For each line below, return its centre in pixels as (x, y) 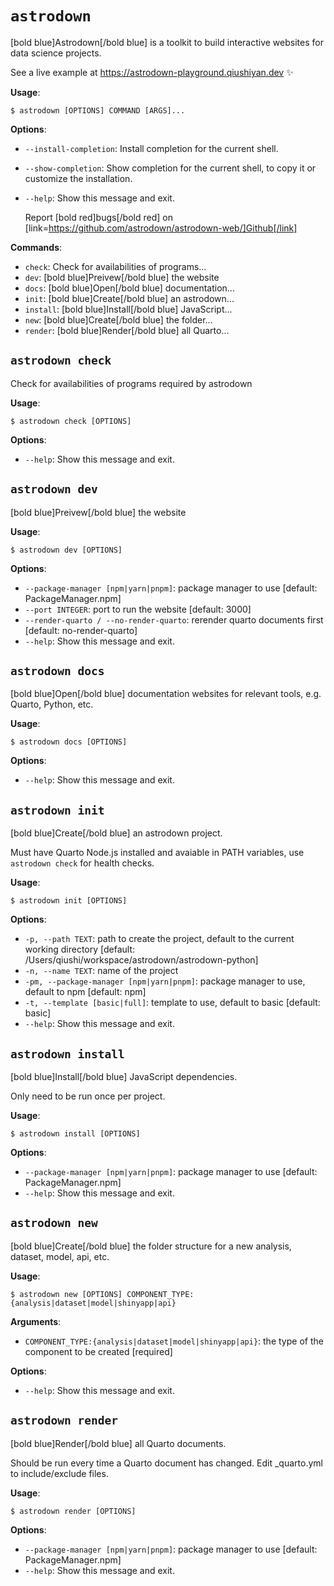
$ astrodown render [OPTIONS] (73, 1511)
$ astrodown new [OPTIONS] (66, 1294)
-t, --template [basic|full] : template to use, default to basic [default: (172, 1003)
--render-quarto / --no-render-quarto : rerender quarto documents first (174, 619)
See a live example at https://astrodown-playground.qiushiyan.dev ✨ (152, 72)
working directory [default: (80, 949)
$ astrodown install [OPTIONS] (75, 1134)
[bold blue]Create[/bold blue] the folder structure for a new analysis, (151, 1246)
